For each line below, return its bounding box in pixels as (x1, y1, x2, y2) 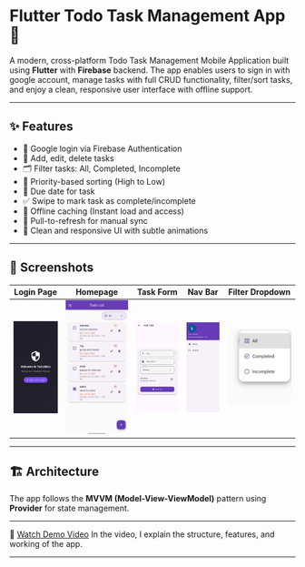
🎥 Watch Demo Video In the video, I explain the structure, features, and (9, 529, 275, 540)
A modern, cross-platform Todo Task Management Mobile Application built (9, 55, 290, 66)
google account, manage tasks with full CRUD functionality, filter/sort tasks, (9, 74, 293, 85)
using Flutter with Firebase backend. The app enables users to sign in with (9, 65, 290, 76)
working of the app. (9, 538, 84, 549)
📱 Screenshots (9, 260, 94, 276)
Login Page (13, 287, 57, 298)
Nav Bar (187, 287, 219, 298)
